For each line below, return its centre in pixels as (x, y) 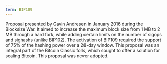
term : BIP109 (19, 10)
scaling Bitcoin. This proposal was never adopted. (57, 56)
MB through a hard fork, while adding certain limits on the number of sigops (84, 34)
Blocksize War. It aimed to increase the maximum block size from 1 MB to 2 (83, 29)
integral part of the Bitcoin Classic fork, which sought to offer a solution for (83, 50)
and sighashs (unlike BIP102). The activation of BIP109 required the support (83, 40)
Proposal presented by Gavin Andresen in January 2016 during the (74, 24)
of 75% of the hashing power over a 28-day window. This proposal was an (82, 45)
